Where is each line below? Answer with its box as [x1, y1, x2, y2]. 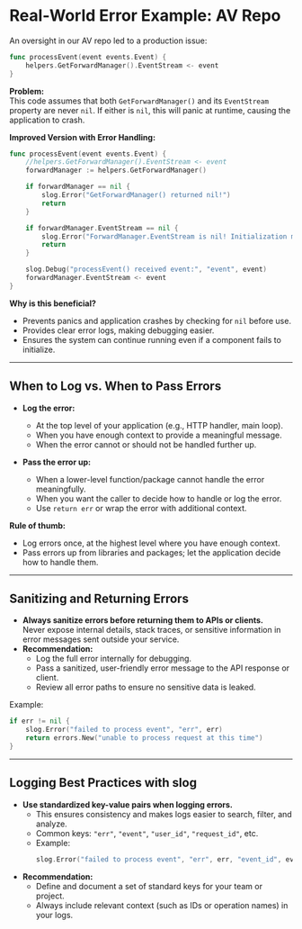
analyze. [35, 818, 67, 829]
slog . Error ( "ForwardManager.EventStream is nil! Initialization [41, 231, 288, 241]
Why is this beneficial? [9, 298, 97, 309]
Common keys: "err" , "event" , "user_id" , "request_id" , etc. [35, 827, 259, 838]
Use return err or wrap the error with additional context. [35, 502, 247, 513]
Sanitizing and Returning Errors [9, 591, 189, 607]
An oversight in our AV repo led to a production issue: [9, 35, 208, 46]
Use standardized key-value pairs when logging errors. [22, 798, 234, 810]
